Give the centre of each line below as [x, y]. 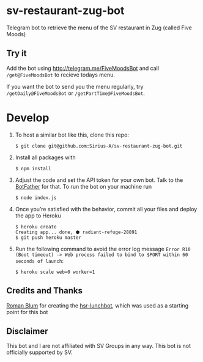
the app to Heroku [38, 216]
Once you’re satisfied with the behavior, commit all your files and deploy [106, 209]
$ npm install [33, 168]
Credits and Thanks [45, 291]
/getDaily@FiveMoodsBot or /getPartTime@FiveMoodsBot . [76, 93]
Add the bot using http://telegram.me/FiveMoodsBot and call [83, 68]
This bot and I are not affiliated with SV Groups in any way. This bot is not [99, 346]
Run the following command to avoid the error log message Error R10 [103, 249]
